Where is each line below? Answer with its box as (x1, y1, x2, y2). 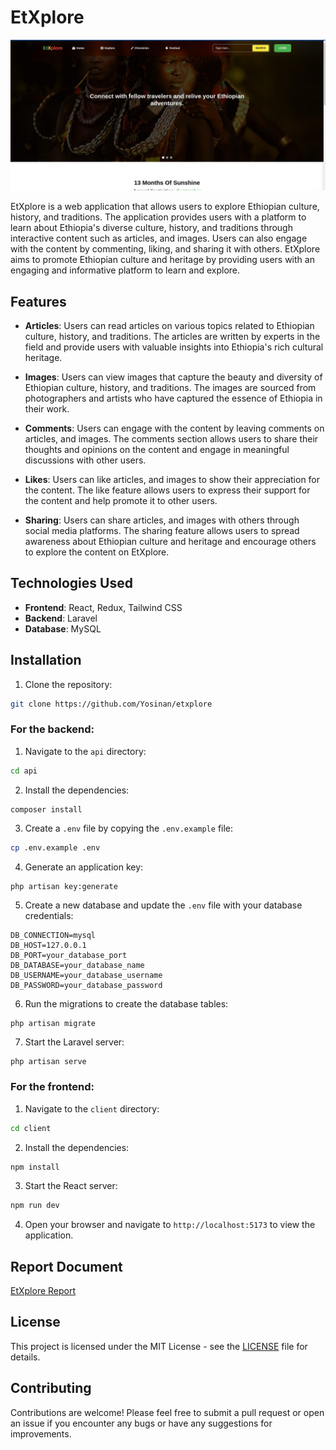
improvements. (10, 1427, 72, 1440)
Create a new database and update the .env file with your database (24, 899, 303, 911)
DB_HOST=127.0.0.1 (10, 941, 87, 951)
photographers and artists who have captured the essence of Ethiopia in (24, 392, 323, 404)
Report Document (10, 1258, 123, 1275)
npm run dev (10, 1201, 60, 1211)
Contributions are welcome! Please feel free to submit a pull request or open (10, 1406, 325, 1418)
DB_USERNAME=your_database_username (10, 971, 163, 981)
